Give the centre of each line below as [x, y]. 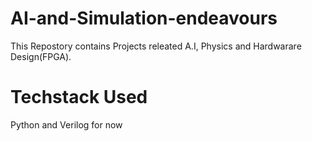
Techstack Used [79, 97]
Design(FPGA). [41, 56]
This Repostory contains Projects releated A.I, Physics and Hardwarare [156, 46]
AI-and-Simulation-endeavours [144, 18]
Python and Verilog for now [66, 124]
